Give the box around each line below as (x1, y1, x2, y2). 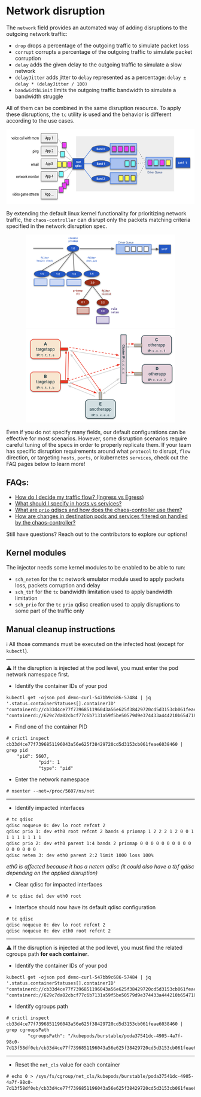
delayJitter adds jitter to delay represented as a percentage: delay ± (14, 74, 187, 81)
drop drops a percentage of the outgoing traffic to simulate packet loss (14, 42, 190, 49)
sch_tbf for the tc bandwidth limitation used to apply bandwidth (14, 588, 173, 595)
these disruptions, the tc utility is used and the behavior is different (6, 111, 172, 118)
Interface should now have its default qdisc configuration (14, 904, 156, 911)
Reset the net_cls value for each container (14, 1061, 121, 1068)
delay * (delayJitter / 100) (14, 81, 88, 87)
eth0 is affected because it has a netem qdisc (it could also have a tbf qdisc (6, 863, 194, 870)
